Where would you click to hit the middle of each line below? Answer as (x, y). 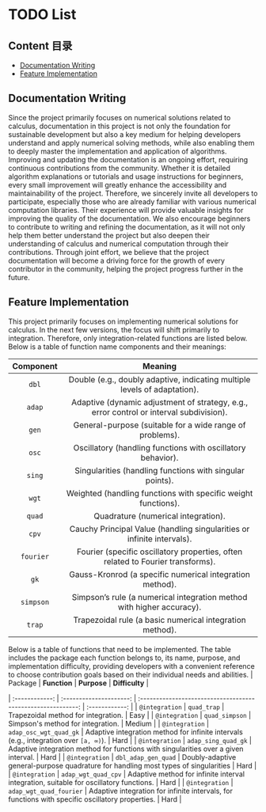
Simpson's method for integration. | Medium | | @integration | (109, 723)
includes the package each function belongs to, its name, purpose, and (124, 658)
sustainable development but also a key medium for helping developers (125, 134)
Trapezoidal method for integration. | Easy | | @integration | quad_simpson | (130, 715)
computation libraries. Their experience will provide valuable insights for (126, 210)
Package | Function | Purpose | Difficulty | (78, 683)
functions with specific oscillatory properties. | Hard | (95, 799)
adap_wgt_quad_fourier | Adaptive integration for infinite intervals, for (121, 791)
